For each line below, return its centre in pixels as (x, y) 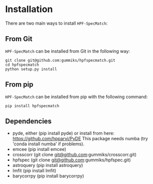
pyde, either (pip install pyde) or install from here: (63, 133)
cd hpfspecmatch (22, 65)
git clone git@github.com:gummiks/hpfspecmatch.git (60, 60)
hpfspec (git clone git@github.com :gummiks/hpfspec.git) (72, 160)
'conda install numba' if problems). (48, 144)
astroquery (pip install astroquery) (48, 165)
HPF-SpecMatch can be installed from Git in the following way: (68, 51)
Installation (29, 9)
